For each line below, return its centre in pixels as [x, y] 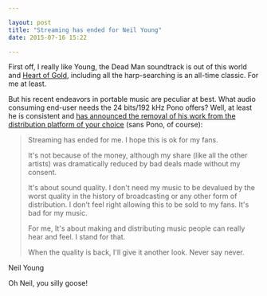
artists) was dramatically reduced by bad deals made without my [134, 164]
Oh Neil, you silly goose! [48, 283]
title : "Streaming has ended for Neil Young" [85, 30]
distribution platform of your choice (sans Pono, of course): [106, 125]
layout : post [30, 22]
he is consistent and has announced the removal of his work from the [122, 116]
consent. [42, 173]
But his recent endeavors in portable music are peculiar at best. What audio [132, 99]
